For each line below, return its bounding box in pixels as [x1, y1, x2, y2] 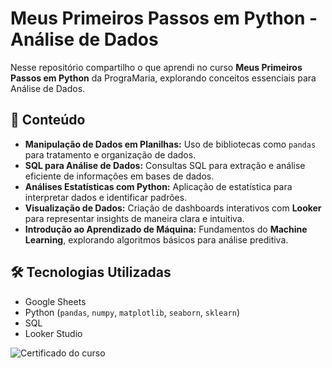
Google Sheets [24, 295, 87, 307]
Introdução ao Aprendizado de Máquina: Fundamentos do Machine [24, 223, 308, 235]
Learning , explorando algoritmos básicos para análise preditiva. [24, 233, 289, 246]
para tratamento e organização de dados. [24, 148, 197, 161]
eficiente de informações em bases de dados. [24, 170, 215, 182]
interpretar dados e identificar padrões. [24, 191, 188, 203]
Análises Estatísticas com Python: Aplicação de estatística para [24, 180, 293, 192]
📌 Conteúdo [10, 112, 86, 129]
